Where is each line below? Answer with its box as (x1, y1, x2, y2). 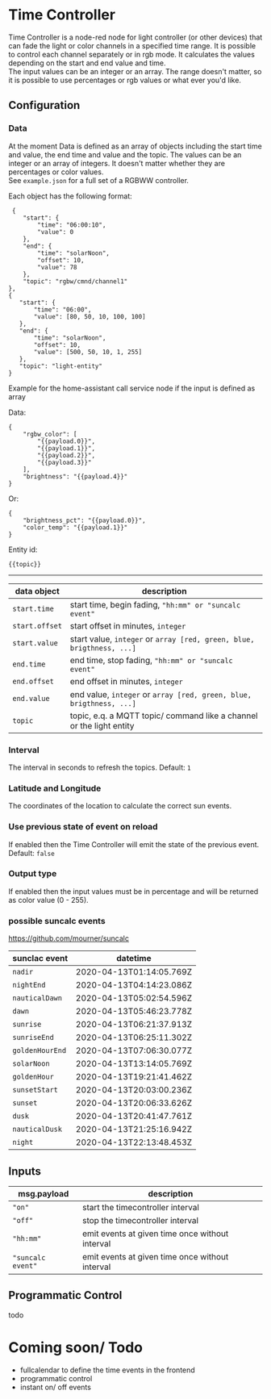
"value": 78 (37, 263, 78, 271)
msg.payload (18, 1188, 69, 1199)
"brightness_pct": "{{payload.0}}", (23, 516, 147, 524)
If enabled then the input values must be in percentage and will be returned (8, 886, 259, 896)
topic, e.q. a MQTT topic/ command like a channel (69, 710, 258, 721)
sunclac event (12, 953, 69, 964)
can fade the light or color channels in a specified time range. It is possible (8, 40, 256, 50)
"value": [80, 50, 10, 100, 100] (33, 312, 147, 320)
